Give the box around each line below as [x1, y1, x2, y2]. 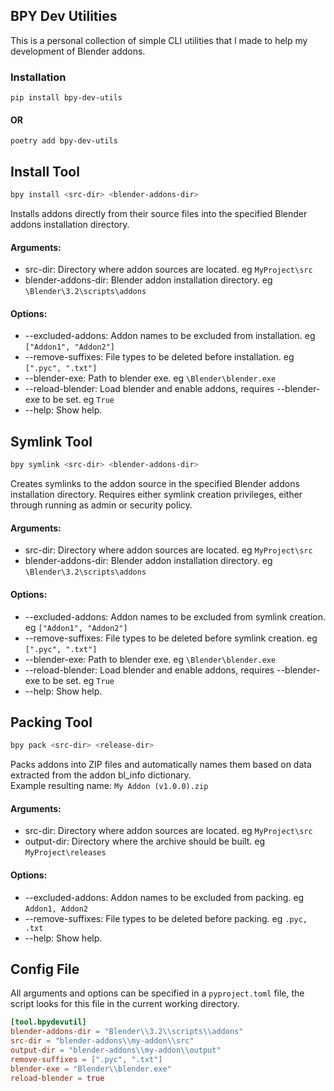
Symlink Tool [10, 433, 93, 450]
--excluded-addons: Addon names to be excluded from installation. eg [24, 330, 316, 342]
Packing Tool [10, 714, 93, 731]
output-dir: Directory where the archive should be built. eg [24, 835, 265, 848]
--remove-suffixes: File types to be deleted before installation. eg [24, 351, 295, 363]
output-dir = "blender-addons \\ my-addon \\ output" [10, 1045, 222, 1056]
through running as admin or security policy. [10, 499, 193, 511]
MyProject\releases [24, 848, 107, 858]
